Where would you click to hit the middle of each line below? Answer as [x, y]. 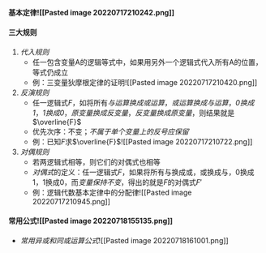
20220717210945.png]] [71, 201]
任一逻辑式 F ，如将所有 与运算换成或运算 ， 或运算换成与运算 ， [134, 102]
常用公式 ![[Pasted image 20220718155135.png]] [90, 221]
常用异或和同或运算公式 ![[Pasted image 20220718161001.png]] [124, 240]
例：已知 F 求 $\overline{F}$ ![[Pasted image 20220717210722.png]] [142, 141]
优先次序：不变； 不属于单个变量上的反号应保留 [110, 131]
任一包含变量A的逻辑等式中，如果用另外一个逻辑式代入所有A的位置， [147, 62]
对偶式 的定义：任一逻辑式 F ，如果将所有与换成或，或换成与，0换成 [143, 172]
